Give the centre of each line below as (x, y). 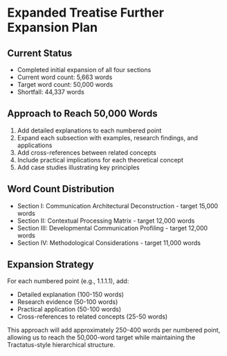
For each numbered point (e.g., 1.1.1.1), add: (68, 281)
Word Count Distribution (61, 189)
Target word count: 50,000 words (65, 84)
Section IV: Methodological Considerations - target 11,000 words (109, 243)
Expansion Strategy (51, 265)
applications (35, 145)
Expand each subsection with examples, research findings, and (108, 137)
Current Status (40, 53)
